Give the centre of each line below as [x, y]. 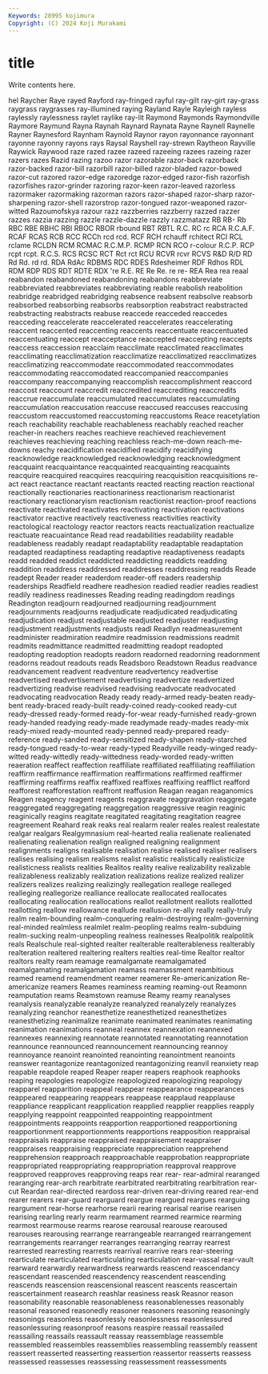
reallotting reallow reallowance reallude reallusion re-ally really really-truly [130, 910]
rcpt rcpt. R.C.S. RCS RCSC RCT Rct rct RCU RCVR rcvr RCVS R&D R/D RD [130, 254]
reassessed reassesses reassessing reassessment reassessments [118, 1362]
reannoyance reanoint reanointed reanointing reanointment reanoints [122, 1055]
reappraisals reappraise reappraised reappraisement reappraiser [115, 1141]
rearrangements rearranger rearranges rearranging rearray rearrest [119, 1242]
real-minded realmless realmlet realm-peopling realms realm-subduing [125, 927]
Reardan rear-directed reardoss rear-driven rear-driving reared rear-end [139, 1191]
